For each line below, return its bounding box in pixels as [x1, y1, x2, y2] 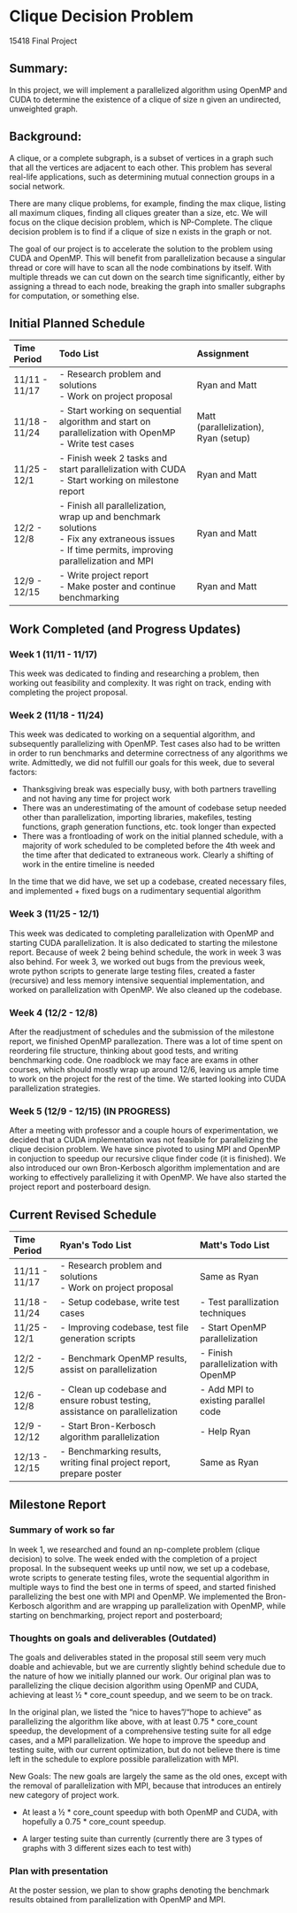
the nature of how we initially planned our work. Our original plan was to [9, 1671, 271, 1682]
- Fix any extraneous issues [58, 533, 175, 545]
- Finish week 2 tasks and [58, 452, 168, 465]
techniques [200, 1307, 247, 1319]
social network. [9, 181, 65, 191]
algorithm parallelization [59, 1431, 160, 1443]
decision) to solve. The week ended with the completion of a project [9, 1553, 258, 1563]
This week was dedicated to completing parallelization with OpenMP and [9, 927, 275, 939]
